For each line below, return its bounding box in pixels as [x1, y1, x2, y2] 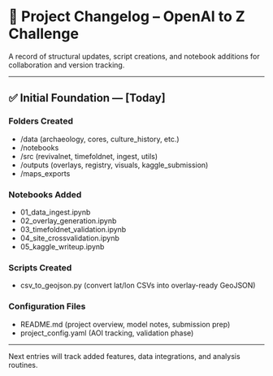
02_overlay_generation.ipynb [19, 215, 117, 226]
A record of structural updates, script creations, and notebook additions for [8, 51, 260, 61]
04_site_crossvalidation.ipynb [19, 233, 119, 243]
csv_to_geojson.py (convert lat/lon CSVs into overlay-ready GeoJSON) [19, 280, 256, 291]
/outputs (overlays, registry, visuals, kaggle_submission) [19, 160, 209, 170]
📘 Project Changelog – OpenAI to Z [8, 7, 245, 26]
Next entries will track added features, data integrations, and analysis [8, 351, 241, 361]
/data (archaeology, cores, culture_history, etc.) [19, 134, 180, 144]
